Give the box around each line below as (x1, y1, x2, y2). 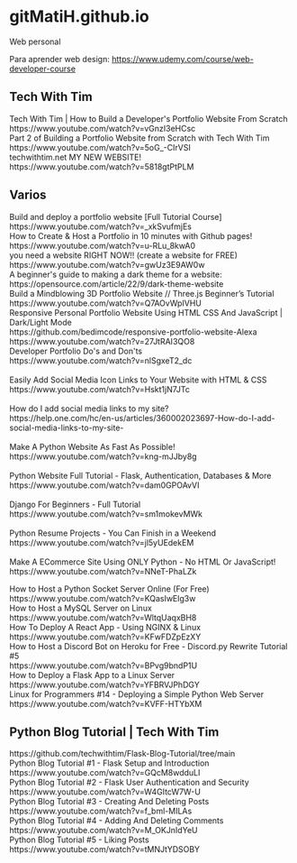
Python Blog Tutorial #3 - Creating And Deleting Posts (9, 796, 210, 807)
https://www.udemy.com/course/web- (111, 53, 254, 64)
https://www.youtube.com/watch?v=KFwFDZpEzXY (9, 631, 202, 642)
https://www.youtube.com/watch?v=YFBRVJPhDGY (9, 679, 200, 690)
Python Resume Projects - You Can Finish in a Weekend (9, 528, 216, 538)
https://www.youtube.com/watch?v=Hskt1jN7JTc (9, 383, 191, 394)
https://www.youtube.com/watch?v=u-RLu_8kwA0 (9, 240, 196, 251)
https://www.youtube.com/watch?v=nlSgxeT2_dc (9, 354, 193, 366)
